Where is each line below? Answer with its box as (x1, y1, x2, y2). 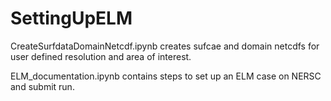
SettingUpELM (10, 7, 133, 30)
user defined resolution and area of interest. (10, 50, 192, 62)
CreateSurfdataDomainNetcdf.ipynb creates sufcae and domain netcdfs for (10, 40, 320, 52)
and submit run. (10, 80, 75, 92)
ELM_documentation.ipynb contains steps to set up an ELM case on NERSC (10, 70, 322, 82)
